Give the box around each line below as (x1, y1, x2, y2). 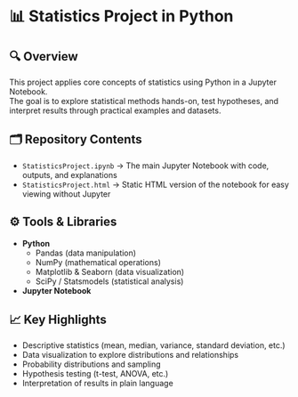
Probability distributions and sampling (21, 359, 162, 369)
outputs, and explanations (21, 169, 117, 180)
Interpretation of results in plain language (21, 378, 173, 389)
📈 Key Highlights (9, 312, 107, 328)
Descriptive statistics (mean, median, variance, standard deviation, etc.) (21, 340, 286, 351)
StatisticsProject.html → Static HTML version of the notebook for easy (21, 179, 289, 190)
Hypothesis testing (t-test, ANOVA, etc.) (21, 369, 169, 379)
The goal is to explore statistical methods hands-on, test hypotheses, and (9, 96, 278, 106)
